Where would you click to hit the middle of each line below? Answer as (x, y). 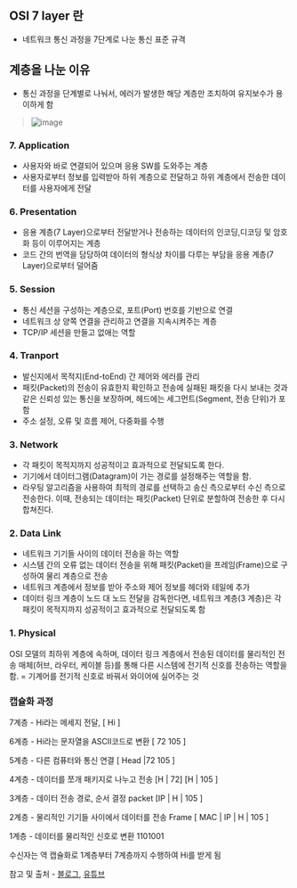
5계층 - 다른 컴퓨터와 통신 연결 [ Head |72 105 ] (92, 760)
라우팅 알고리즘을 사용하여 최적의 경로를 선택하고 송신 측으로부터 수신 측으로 (154, 488)
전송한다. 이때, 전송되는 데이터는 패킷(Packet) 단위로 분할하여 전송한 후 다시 (153, 498)
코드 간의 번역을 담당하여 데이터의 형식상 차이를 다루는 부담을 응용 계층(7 (148, 255)
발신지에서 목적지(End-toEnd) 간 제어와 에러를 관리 (111, 376)
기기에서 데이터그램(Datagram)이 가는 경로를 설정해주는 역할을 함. (136, 476)
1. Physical (32, 633)
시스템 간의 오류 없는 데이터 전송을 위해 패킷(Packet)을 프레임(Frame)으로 (150, 565)
